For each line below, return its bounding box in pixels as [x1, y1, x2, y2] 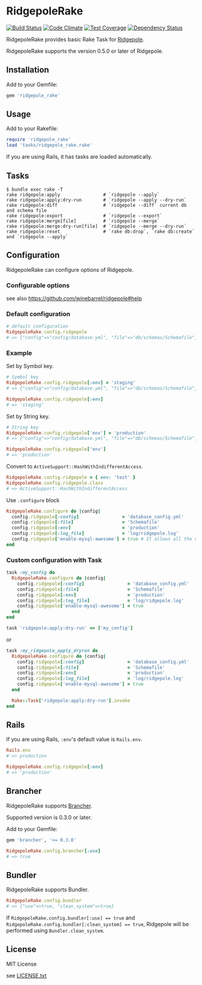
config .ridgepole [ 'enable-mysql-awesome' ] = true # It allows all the [11, 536, 192, 542]
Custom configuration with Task [6, 556, 102, 564]
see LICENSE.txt [6, 972, 47, 979]
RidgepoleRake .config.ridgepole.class [6, 480, 103, 486]
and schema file [6, 207, 47, 213]
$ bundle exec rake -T [6, 186, 63, 192]
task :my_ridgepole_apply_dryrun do [6, 648, 98, 654]
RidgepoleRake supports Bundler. [6, 886, 89, 894]
